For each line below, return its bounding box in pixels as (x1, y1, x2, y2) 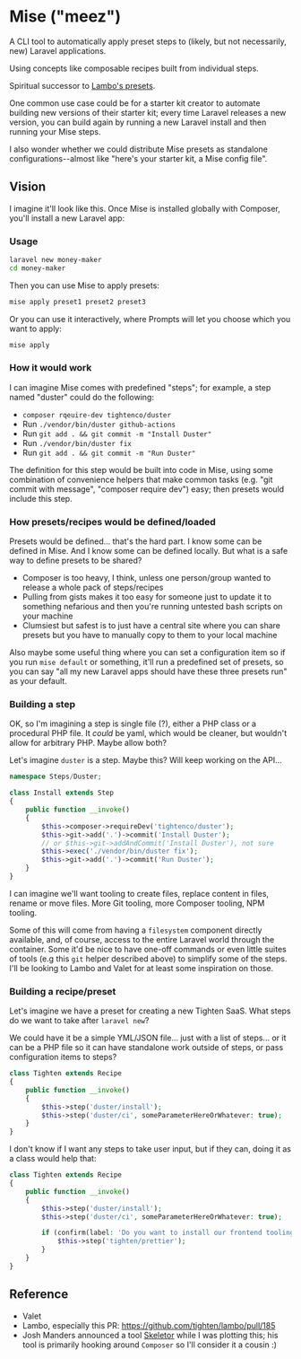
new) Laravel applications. (9, 45, 107, 56)
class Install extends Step (9, 788, 115, 798)
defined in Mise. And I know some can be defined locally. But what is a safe (9, 546, 288, 557)
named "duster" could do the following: (9, 391, 155, 402)
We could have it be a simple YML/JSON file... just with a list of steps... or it (9, 1032, 287, 1043)
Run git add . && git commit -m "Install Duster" (21, 428, 212, 439)
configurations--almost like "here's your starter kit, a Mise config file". (9, 153, 268, 163)
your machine (21, 610, 73, 621)
